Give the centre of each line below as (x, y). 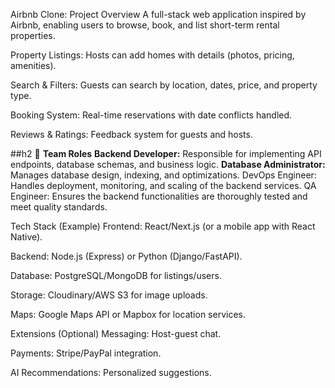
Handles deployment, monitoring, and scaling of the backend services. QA (163, 185)
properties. (33, 35)
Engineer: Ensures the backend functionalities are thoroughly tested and (159, 196)
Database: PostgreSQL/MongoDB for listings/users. (116, 275)
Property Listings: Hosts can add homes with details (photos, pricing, (152, 55)
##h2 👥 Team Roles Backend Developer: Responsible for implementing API (166, 153)
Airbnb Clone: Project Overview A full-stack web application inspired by (158, 14)
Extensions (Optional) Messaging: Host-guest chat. (116, 333)
